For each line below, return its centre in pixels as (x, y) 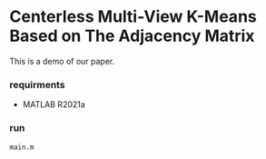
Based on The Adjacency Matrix (132, 36)
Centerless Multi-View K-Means (133, 17)
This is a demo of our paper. (62, 61)
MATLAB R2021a (54, 104)
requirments (37, 84)
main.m (22, 147)
